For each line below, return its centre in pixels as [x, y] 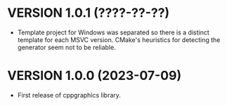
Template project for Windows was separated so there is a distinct [113, 32]
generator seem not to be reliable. [66, 47]
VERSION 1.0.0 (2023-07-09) [94, 76]
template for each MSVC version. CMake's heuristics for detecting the [119, 39]
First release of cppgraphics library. [69, 95]
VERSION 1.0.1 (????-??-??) [89, 13]
